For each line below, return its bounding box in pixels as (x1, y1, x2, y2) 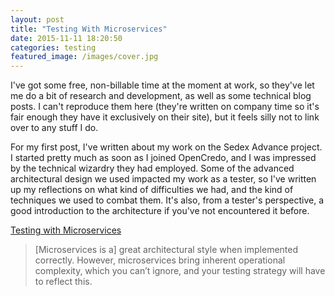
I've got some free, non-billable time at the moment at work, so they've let (10, 79, 315, 91)
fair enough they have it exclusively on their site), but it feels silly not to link (10, 111, 320, 123)
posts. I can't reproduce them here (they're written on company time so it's (10, 101, 320, 113)
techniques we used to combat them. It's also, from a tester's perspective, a (10, 194, 325, 206)
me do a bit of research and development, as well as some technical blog (10, 90, 312, 102)
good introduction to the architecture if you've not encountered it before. (10, 205, 310, 217)
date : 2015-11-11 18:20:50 (10, 33, 123, 43)
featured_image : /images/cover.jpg (10, 52, 159, 62)
